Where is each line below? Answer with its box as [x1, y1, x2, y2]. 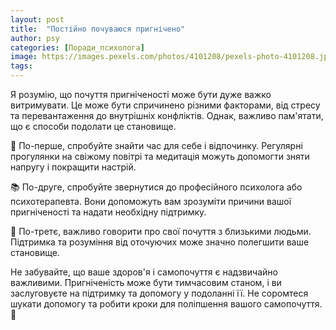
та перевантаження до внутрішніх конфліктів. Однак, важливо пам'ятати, [10, 110, 324, 121]
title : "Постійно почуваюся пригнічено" [10, 24, 186, 34]
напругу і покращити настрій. [10, 161, 137, 173]
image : [10, 52, 38, 62]
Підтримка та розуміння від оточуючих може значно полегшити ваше [10, 236, 310, 248]
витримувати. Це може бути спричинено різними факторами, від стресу [10, 99, 321, 111]
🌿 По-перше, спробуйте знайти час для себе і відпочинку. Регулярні [10, 140, 303, 151]
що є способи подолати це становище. [10, 121, 177, 132]
